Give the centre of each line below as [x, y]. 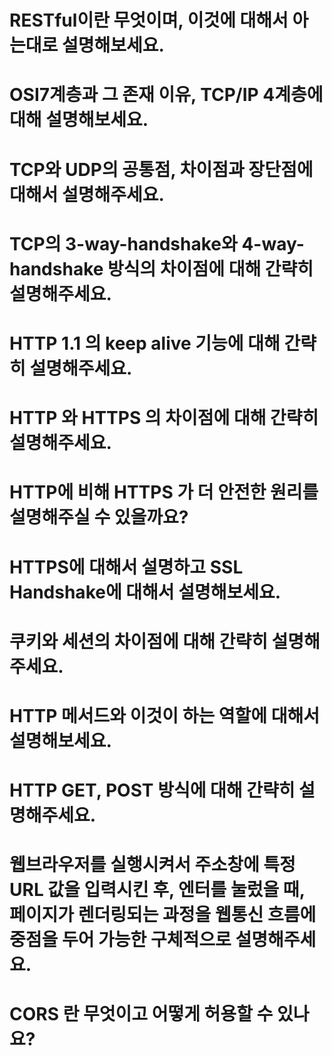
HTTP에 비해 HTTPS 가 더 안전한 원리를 [164, 492]
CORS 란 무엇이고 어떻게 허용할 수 [141, 1014]
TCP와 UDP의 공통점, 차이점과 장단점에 [161, 169]
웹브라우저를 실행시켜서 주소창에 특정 [152, 865]
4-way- [273, 243]
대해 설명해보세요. [79, 120]
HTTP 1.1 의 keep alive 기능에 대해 [145, 343]
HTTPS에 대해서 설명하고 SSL [126, 567]
